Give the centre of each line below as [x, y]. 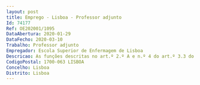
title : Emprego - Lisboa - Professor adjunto [64, 17]
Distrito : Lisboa [28, 73]
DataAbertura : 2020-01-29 [38, 34]
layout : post [22, 12]
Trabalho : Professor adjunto [43, 45]
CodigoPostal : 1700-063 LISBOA [45, 62]
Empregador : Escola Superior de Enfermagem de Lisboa [75, 51]
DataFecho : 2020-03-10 [34, 40]
